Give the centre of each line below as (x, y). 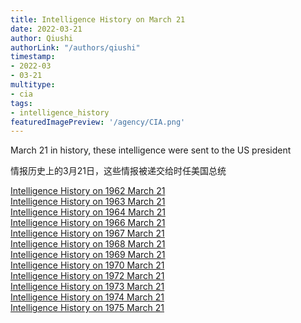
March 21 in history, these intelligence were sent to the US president (151, 150)
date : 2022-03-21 (46, 29)
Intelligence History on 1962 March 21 (88, 191)
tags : (21, 103)
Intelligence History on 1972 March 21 (87, 276)
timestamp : (33, 57)
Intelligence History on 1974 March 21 (87, 297)
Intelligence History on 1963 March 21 (88, 202)
